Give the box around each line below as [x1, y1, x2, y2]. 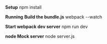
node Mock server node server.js [5, 33, 75, 39]
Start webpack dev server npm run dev [5, 23, 88, 29]
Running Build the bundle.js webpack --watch [5, 14, 102, 19]
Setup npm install [5, 4, 42, 10]
